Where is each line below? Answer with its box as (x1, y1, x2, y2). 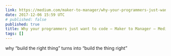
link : (5, 7, 17, 13)
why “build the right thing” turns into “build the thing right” (5, 45, 128, 51)
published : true (5, 21, 40, 27)
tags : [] (5, 31, 24, 36)
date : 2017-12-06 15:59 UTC (5, 12, 65, 17)
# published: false (5, 17, 47, 22)
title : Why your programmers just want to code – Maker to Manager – (5, 26, 156, 32)
